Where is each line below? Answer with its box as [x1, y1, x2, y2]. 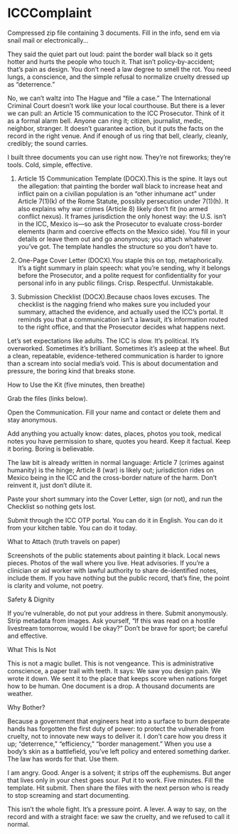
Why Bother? [7, 702, 45, 712]
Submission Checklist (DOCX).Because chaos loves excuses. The [17, 292, 210, 301]
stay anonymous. [7, 415, 58, 424]
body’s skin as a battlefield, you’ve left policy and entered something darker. [7, 747, 231, 755]
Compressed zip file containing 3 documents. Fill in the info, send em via [7, 28, 220, 37]
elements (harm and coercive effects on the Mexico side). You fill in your [17, 227, 231, 235]
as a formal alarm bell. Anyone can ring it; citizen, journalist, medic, [7, 116, 204, 125]
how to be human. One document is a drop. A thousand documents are [7, 681, 215, 690]
